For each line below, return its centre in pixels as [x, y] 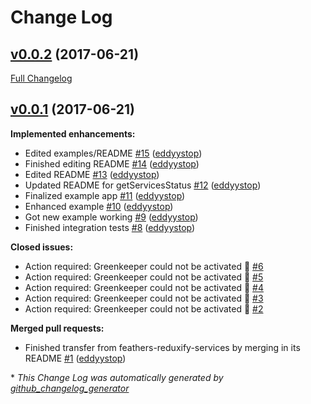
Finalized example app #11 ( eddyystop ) [105, 195]
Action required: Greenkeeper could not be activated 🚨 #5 [144, 277]
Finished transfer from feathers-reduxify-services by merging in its [162, 347]
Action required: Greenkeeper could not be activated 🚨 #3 [144, 298]
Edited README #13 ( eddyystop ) [92, 174]
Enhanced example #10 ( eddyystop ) [99, 206]
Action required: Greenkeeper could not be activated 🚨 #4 [144, 287]
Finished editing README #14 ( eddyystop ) [112, 163]
